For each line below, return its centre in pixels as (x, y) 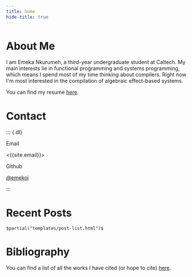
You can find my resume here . (43, 92)
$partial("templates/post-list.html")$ (55, 229)
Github (14, 166)
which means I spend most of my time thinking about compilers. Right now (96, 75)
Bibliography (38, 251)
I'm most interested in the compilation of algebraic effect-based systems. (95, 81)
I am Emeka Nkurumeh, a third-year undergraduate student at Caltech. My (96, 62)
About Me (31, 46)
